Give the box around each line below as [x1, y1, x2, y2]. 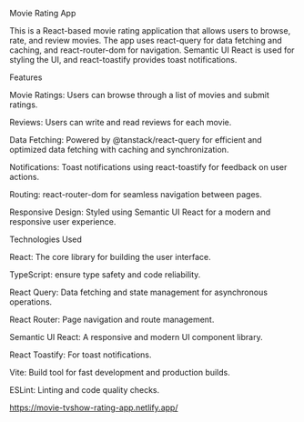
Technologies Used [9, 234, 82, 245]
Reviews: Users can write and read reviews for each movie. [9, 117, 232, 127]
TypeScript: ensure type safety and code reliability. [9, 269, 201, 280]
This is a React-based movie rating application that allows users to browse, [9, 25, 291, 35]
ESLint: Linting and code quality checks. [9, 385, 160, 395]
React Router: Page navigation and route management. [9, 314, 215, 325]
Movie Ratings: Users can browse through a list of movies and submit [9, 90, 270, 100]
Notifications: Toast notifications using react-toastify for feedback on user [9, 162, 288, 172]
